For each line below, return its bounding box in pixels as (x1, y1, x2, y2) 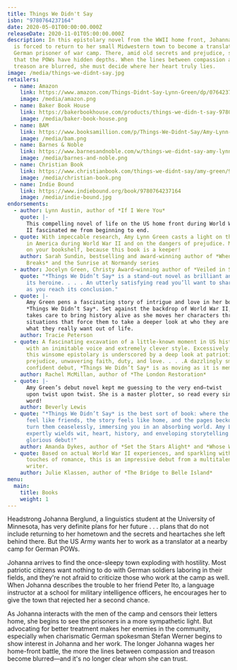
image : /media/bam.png (20, 135, 87, 142)
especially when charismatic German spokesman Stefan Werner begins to (7, 632, 222, 640)
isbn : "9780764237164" (7, 17, 74, 24)
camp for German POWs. (7, 544, 80, 554)
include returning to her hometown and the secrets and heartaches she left (7, 530, 226, 538)
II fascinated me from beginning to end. (25, 226, 150, 233)
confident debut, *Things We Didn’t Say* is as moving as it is (25, 365, 219, 372)
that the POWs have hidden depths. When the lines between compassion (13, 56, 226, 63)
